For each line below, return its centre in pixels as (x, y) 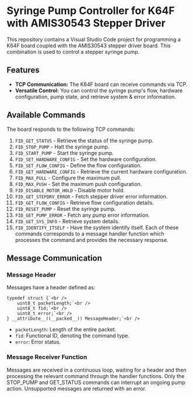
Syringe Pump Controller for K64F (91, 11)
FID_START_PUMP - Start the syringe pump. (64, 153)
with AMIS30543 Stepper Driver (86, 23)
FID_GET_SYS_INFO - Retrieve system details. (67, 221)
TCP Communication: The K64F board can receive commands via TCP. (101, 84)
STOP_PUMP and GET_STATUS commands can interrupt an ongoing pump (96, 382)
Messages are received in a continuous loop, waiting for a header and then (96, 370)
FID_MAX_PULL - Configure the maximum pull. (68, 178)
